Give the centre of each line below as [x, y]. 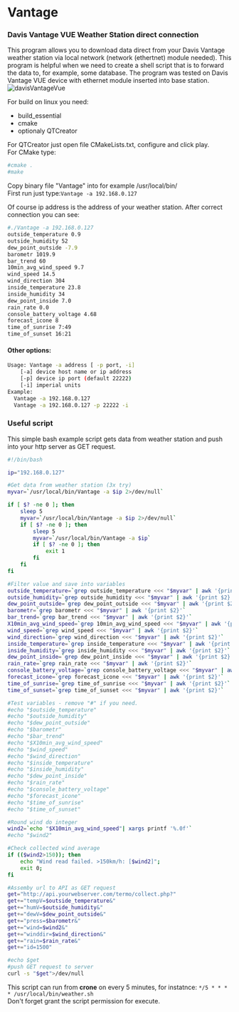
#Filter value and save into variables [67, 584]
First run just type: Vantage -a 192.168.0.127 [72, 193]
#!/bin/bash [25, 460]
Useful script [30, 423]
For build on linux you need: [48, 102]
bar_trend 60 [27, 261]
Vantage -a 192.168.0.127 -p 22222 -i [71, 405]
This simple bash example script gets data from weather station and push [115, 439]
